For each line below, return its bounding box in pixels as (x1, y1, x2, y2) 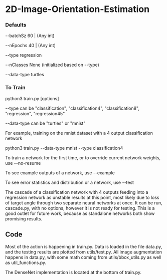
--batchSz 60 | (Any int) (5, 33, 55, 39)
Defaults (5, 22, 27, 29)
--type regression (5, 52, 42, 58)
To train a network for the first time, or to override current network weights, (5, 154, 161, 161)
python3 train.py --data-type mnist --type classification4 (5, 145, 123, 151)
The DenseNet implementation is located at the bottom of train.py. (5, 269, 142, 275)
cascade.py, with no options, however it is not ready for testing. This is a (5, 205, 155, 211)
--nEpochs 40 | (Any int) (5, 43, 56, 49)
